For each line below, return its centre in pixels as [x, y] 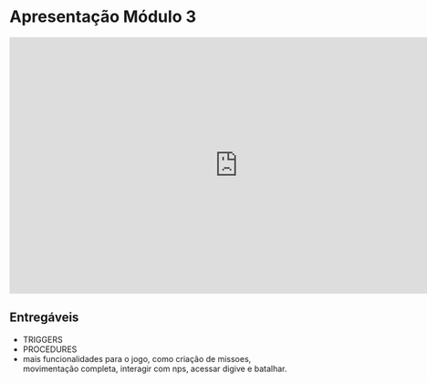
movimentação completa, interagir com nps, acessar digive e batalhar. [155, 368]
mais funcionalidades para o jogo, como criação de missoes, [137, 358]
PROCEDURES [50, 349]
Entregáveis [44, 318]
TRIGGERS [42, 339]
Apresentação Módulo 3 [103, 17]
